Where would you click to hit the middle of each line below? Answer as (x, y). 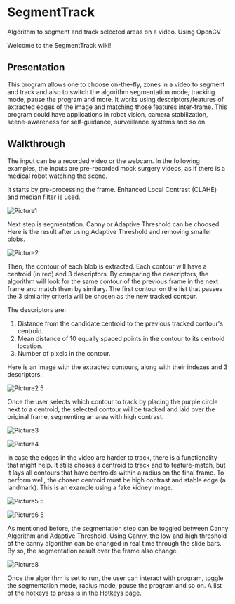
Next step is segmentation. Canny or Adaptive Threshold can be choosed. (114, 224)
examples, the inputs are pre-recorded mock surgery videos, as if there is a (116, 168)
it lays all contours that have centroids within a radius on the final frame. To (116, 473)
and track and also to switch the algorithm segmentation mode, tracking (111, 91)
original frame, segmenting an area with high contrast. (86, 416)
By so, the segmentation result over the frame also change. (93, 551)
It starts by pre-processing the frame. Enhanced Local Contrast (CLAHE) (112, 189)
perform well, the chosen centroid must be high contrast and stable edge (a (116, 480)
